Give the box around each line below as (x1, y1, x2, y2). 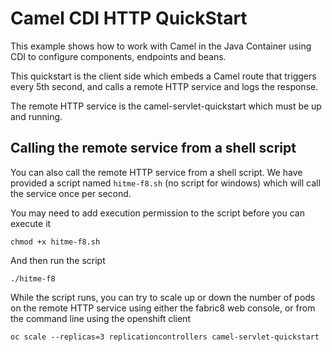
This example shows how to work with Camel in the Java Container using (10, 40, 312, 52)
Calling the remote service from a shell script (10, 140, 297, 157)
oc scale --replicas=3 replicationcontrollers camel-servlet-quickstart (10, 332, 320, 342)
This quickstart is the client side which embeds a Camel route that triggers (10, 70, 317, 82)
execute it (10, 217, 52, 229)
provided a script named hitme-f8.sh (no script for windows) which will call (10, 177, 321, 189)
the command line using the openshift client (10, 312, 191, 324)
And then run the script (10, 254, 106, 266)
